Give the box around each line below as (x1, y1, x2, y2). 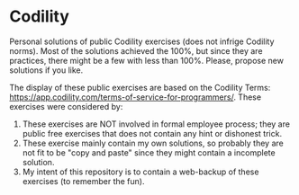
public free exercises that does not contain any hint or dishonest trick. (22, 128, 282, 138)
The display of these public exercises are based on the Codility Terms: (9, 82, 271, 93)
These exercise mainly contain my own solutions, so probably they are (22, 137, 284, 148)
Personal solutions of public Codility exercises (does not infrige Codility (9, 36, 275, 47)
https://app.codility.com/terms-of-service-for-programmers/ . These (9, 92, 262, 102)
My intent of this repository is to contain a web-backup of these (22, 166, 259, 177)
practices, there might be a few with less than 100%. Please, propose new (9, 55, 284, 66)
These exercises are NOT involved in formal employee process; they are (22, 119, 291, 129)
